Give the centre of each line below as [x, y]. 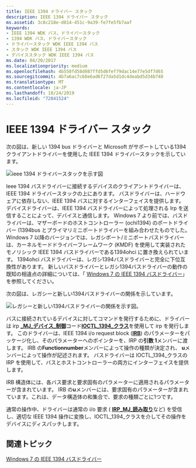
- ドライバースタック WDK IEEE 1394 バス [52, 44]
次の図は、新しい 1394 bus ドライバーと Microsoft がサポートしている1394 [96, 146]
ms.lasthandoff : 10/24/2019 [40, 93]
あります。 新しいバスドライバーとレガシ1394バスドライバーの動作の [105, 266]
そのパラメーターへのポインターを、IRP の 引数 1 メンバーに [112, 340]
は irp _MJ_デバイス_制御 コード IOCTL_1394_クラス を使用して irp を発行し [95, 326]
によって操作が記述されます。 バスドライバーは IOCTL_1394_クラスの [104, 355]
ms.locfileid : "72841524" [37, 98]
